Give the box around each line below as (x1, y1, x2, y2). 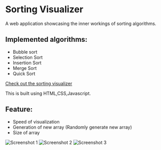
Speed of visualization (12, 118, 60, 124)
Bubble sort (12, 48, 37, 55)
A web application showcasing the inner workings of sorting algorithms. (5, 20, 157, 27)
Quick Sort (12, 70, 36, 77)
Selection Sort (12, 54, 43, 60)
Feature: (5, 105, 33, 114)
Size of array (12, 129, 40, 136)
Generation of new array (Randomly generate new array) (12, 124, 132, 130)
